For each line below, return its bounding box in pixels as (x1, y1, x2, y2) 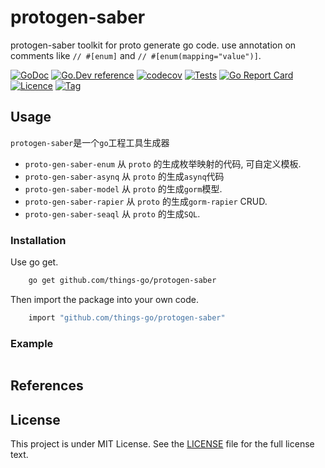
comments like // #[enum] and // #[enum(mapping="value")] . (10, 49, 262, 61)
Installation (10, 233, 67, 247)
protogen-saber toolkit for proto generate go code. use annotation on (10, 39, 297, 51)
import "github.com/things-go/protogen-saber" (28, 312, 226, 323)
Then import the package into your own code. (10, 293, 199, 305)
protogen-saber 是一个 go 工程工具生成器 (10, 136, 170, 148)
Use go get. (10, 256, 59, 268)
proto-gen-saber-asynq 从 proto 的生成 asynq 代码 (24, 170, 225, 182)
